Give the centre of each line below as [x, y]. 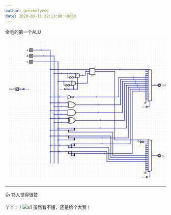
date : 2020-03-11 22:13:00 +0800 [41, 16]
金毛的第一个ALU [23, 32]
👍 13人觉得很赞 [22, 195]
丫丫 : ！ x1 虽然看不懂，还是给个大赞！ [48, 207]
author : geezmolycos [27, 11]
